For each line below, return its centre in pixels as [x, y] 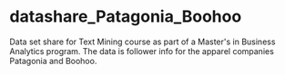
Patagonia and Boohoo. [53, 61]
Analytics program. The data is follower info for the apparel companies [142, 51]
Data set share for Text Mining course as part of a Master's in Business [142, 42]
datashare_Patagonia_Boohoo [126, 17]
